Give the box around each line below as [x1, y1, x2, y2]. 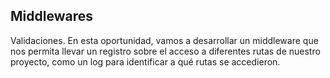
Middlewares [10, 8, 93, 25]
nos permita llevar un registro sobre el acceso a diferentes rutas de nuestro [10, 45, 321, 57]
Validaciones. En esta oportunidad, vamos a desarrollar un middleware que [10, 34, 319, 46]
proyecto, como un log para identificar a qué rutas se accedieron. [10, 55, 281, 68]
